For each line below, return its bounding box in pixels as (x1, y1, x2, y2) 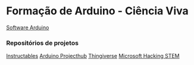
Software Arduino (6, 24, 49, 31)
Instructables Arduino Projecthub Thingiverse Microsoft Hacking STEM (6, 52, 180, 60)
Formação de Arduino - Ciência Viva (6, 4, 189, 18)
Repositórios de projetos (6, 39, 79, 47)
